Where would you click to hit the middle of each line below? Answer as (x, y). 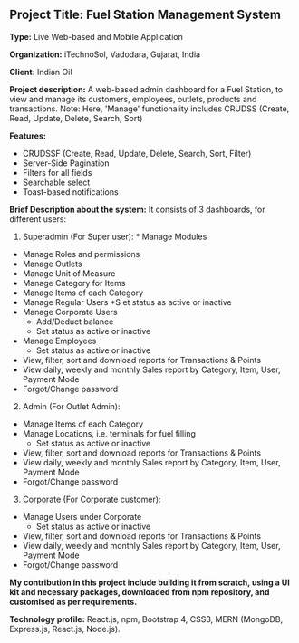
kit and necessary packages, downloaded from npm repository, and (140, 591)
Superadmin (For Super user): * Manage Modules (115, 236)
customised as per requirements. (73, 601)
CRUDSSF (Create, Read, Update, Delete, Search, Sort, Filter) (137, 153)
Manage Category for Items (74, 283)
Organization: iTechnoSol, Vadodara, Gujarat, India (105, 54)
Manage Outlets (53, 264)
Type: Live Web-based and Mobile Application (96, 36)
